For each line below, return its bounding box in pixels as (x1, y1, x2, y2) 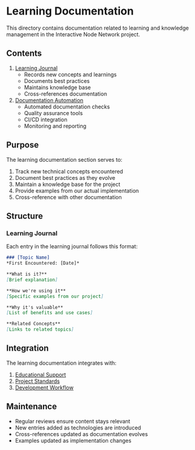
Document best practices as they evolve (14, 174, 116, 181)
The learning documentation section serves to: (6, 156, 123, 163)
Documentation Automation (14, 96, 83, 104)
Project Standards (14, 377, 60, 385)
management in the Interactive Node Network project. (6, 30, 141, 38)
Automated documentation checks (24, 103, 110, 110)
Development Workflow (14, 383, 74, 391)
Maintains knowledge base (24, 84, 91, 91)
